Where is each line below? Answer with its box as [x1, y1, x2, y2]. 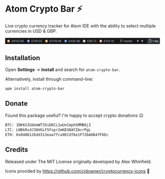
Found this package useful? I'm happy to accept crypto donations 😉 [5, 112, 144, 118]
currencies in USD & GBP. [5, 28, 57, 34]
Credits [5, 146, 28, 154]
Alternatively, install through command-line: [5, 76, 93, 82]
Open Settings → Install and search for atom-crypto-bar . [5, 67, 120, 72]
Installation [5, 54, 40, 62]
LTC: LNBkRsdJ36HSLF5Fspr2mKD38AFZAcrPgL [5, 127, 91, 132]
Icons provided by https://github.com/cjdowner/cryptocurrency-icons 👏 [5, 168, 150, 174]
